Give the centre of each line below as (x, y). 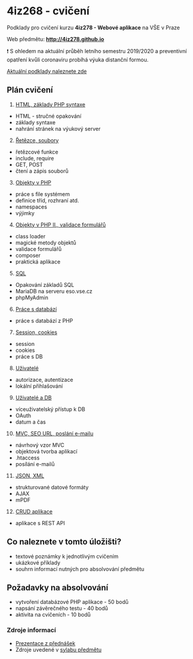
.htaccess (27, 458)
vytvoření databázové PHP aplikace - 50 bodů (72, 602)
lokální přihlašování (39, 386)
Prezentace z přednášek (45, 643)
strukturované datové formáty (52, 487)
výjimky (25, 213)
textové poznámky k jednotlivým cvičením (67, 556)
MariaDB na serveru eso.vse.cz (54, 291)
